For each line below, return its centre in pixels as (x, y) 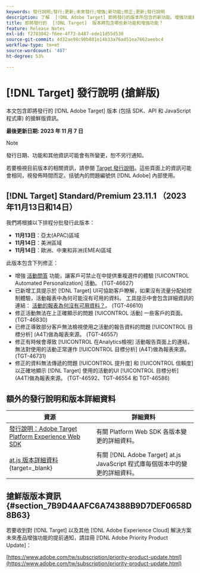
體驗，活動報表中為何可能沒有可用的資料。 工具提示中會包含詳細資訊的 (107, 298)
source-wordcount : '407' (37, 51)
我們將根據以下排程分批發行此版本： (51, 223)
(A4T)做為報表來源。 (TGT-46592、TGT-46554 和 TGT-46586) (92, 378)
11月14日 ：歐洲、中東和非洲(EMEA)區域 (63, 250)
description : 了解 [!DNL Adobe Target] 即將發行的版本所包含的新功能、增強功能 (99, 17)
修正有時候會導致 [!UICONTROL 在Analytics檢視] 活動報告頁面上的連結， (104, 342)
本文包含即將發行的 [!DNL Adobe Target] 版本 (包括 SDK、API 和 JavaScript (99, 111)
